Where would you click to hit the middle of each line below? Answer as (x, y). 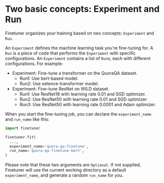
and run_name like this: (27, 119)
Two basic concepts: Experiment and (82, 9)
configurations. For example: (34, 63)
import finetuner (23, 128)
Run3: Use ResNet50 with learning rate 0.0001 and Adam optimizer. (88, 104)
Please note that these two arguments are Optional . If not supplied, (73, 165)
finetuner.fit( (21, 137)
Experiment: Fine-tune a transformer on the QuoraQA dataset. (75, 73)
